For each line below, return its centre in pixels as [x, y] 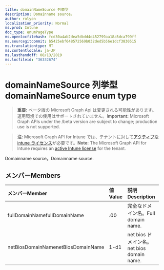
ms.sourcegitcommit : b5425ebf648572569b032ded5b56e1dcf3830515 [71, 42]
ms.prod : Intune [21, 28]
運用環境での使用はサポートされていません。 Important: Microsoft [83, 116]
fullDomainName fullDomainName [46, 215]
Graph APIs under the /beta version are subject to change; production [87, 122]
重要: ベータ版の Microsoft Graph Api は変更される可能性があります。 [87, 110]
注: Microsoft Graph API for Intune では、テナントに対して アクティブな [88, 137]
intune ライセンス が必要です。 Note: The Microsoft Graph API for [82, 143]
